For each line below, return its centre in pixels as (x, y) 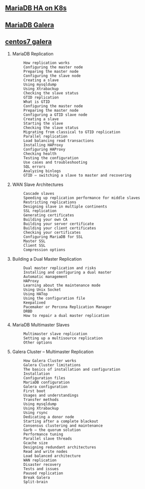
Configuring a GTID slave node (55, 115)
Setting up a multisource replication (63, 338)
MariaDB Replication (33, 53)
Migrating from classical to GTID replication (72, 132)
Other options (38, 342)
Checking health (40, 154)
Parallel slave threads (48, 439)
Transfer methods (41, 400)
